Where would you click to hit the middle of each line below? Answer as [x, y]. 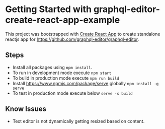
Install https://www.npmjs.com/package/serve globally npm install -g [86, 83]
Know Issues [26, 109]
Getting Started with [49, 9]
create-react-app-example [63, 20]
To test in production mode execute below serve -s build [72, 93]
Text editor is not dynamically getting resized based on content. [78, 121]
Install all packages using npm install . [52, 67]
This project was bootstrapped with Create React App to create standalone [83, 34]
